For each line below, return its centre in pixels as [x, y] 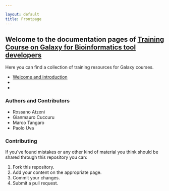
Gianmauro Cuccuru [33, 117]
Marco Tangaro [28, 122]
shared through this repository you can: [46, 157]
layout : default [22, 14]
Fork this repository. [33, 167]
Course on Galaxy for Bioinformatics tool [71, 47]
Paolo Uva [23, 128]
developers [23, 55]
